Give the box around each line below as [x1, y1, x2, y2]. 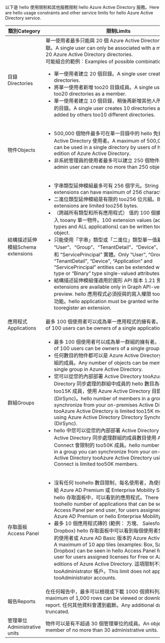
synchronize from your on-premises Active [54, 401, 154, 408]
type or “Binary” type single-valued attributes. [54, 270, 161, 276]
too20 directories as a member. [54, 91, 127, 97]
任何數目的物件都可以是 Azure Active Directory [54, 352, 162, 359]
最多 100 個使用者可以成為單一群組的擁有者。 [54, 338, 160, 345]
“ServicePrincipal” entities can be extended [54, 264, 155, 271]
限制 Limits [106, 28, 131, 34]
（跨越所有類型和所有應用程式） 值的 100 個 [54, 210, 156, 216]
